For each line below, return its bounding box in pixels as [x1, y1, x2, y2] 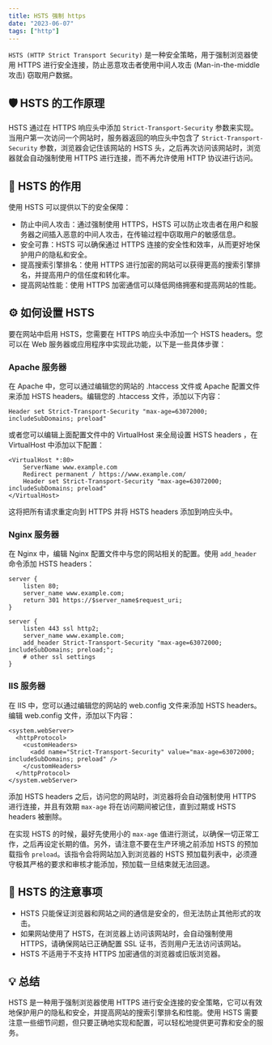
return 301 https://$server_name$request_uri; [23, 597, 183, 605]
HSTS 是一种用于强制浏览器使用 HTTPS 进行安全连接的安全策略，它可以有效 [8, 997, 263, 1008]
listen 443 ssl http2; [23, 625, 100, 633]
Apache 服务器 [8, 361, 67, 372]
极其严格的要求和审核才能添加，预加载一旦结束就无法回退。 [15, 859, 215, 869]
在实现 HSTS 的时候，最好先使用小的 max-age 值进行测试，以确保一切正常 [8, 829, 253, 839]
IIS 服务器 [8, 681, 46, 692]
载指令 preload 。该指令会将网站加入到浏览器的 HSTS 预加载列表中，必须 [8, 849, 251, 859]
